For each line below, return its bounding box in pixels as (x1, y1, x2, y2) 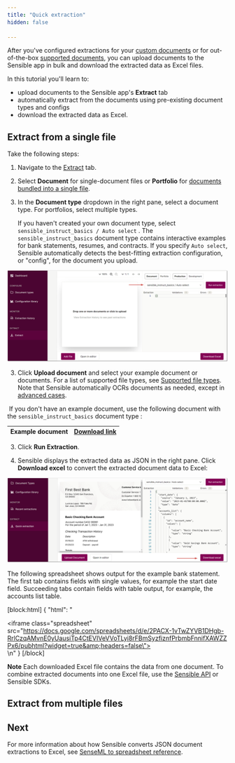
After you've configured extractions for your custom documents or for (7, 46, 208, 55)
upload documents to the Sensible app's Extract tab (17, 88, 168, 97)
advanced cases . (17, 390, 67, 399)
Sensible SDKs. (7, 677, 52, 686)
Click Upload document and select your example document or (17, 369, 198, 377)
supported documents (40, 53, 104, 62)
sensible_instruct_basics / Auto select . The (17, 227, 154, 235)
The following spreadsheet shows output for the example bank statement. (7, 569, 220, 578)
